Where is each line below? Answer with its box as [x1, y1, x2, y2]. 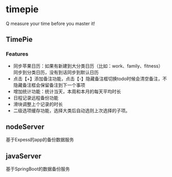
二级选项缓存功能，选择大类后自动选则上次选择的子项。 [13, 107, 130, 113]
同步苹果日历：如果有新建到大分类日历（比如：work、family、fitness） [13, 63, 163, 69]
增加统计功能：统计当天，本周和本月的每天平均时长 [13, 88, 121, 94]
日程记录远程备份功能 [13, 94, 58, 100]
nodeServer [6, 122, 45, 131]
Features [6, 50, 29, 58]
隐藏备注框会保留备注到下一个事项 [13, 82, 85, 88]
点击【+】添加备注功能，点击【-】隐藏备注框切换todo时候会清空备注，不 [13, 75, 167, 82]
